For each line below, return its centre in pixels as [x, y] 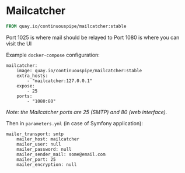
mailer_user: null [39, 144]
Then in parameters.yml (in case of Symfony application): [74, 123]
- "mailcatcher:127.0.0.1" [60, 81]
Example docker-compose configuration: [53, 55]
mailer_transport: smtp [35, 134]
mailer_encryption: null [47, 164]
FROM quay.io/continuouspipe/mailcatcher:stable [66, 26]
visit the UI [19, 43]
